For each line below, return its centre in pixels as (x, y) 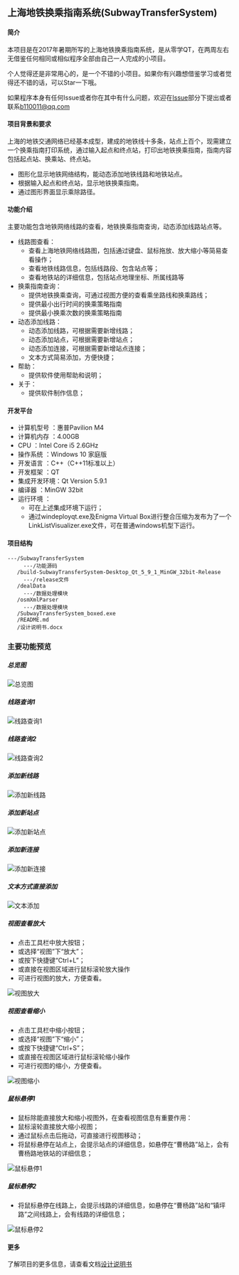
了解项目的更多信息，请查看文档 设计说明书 (70, 1264)
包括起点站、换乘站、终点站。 (51, 159)
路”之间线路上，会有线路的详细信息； (72, 1214)
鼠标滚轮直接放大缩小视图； (58, 1127)
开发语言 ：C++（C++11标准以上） (68, 463)
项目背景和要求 (29, 124)
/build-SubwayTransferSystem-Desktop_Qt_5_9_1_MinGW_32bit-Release (119, 572)
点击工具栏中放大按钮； (52, 943)
